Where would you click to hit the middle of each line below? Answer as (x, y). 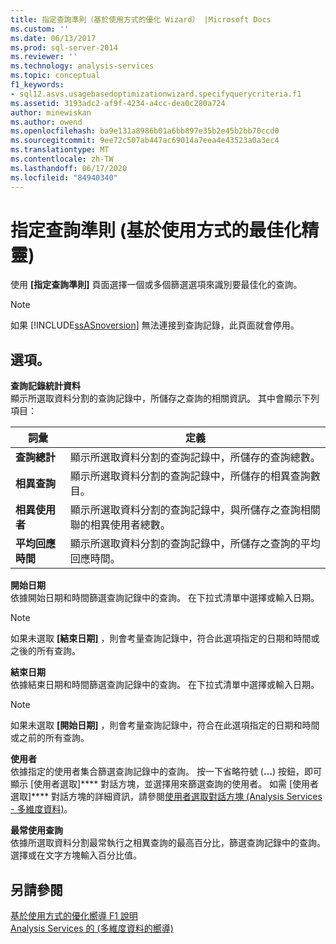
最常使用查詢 (36, 830)
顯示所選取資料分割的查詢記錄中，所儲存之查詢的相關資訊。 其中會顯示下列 (165, 398)
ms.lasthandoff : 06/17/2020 (69, 168)
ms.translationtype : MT (60, 150)
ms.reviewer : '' (44, 57)
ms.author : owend (46, 122)
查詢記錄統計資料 (45, 386)
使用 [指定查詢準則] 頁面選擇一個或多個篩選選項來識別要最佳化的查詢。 (156, 285)
